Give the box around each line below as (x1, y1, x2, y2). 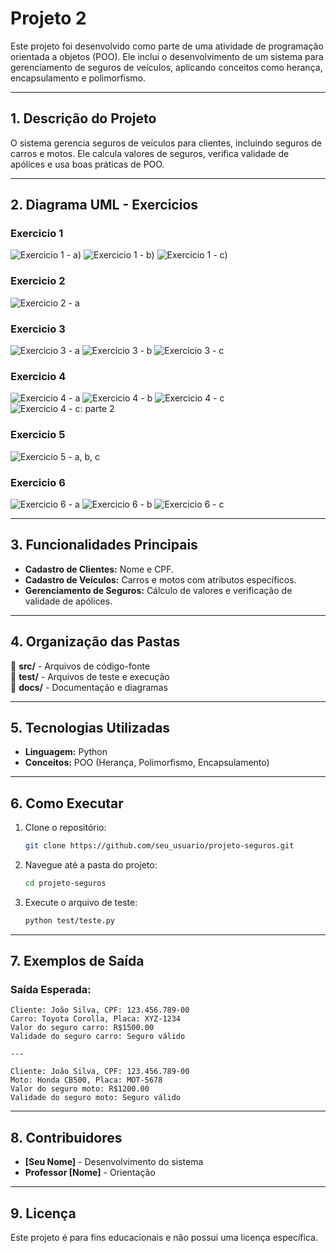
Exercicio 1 (10, 227, 64, 241)
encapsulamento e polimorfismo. (10, 72, 147, 84)
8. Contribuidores (10, 1129, 123, 1146)
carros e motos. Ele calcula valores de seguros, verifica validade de (10, 147, 290, 159)
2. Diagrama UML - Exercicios (10, 197, 199, 214)
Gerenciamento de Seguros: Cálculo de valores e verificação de (24, 584, 293, 596)
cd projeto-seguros (24, 878, 107, 889)
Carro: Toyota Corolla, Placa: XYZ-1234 (10, 1014, 182, 1024)
